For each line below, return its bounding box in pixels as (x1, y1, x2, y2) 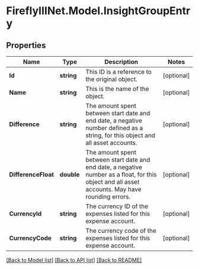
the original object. (85, 75, 137, 83)
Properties (6, 40, 46, 50)
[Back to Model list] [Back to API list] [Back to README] (6, 257, 142, 264)
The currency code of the (85, 226, 157, 235)
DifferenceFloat (9, 170, 54, 179)
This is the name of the (85, 85, 149, 93)
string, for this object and (85, 131, 156, 140)
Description (104, 58, 138, 66)
